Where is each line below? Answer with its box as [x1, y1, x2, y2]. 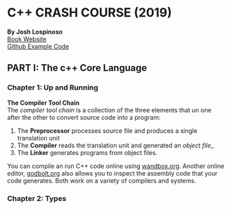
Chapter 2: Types [7, 193, 67, 203]
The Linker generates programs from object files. [17, 148, 158, 156]
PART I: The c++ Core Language [7, 62, 148, 74]
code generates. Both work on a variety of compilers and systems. [7, 176, 197, 185]
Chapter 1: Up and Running [7, 83, 99, 92]
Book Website [7, 34, 47, 43]
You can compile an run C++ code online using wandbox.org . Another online [7, 162, 225, 170]
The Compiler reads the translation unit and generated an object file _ [17, 141, 214, 149]
